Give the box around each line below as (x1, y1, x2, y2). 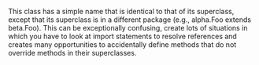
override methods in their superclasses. (8, 49, 137, 57)
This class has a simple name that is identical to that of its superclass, (8, 7, 235, 16)
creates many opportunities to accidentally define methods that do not (8, 40, 237, 49)
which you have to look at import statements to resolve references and (8, 31, 238, 41)
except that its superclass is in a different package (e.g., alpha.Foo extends (8, 15, 252, 24)
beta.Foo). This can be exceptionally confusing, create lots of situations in (8, 23, 248, 32)
